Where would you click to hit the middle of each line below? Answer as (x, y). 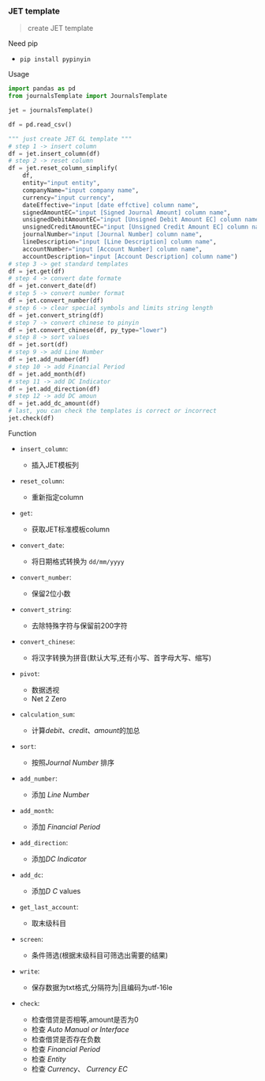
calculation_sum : (47, 714)
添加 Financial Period (66, 826)
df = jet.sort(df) (38, 345)
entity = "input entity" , (62, 183)
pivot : (30, 673)
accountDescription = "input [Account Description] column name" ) (130, 256)
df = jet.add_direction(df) (54, 389)
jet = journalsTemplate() (50, 111)
